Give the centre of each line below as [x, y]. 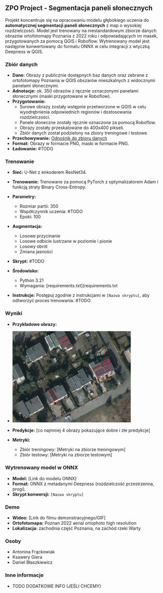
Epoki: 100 [30, 217]
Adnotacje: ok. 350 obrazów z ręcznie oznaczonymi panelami [75, 91]
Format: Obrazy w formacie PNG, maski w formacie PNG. [71, 143]
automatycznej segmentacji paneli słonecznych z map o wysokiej [73, 25]
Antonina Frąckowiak [33, 552]
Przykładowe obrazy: [34, 324]
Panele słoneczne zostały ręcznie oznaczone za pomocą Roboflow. [88, 123]
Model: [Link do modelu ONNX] [44, 478]
